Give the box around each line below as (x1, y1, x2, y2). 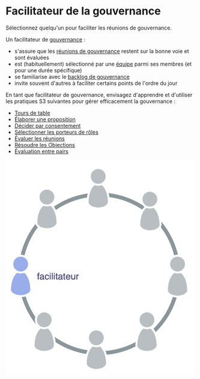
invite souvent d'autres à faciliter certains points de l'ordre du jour (14, 80, 178, 87)
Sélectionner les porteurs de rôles (14, 128, 98, 136)
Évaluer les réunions (14, 134, 65, 142)
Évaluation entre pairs (14, 148, 68, 155)
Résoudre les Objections (14, 141, 76, 148)
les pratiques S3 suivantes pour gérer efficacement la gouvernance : (5, 98, 175, 105)
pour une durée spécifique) (14, 66, 82, 74)
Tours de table (14, 109, 50, 116)
